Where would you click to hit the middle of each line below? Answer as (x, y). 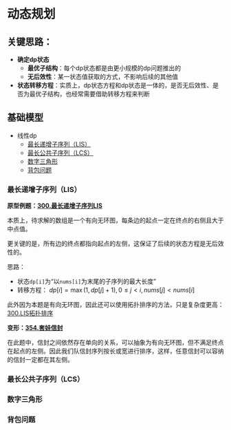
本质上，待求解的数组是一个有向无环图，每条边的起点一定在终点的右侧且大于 (115, 220)
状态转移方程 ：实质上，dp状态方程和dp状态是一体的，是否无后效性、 (115, 85)
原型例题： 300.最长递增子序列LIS (55, 206)
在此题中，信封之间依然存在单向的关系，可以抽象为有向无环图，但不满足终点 (115, 343)
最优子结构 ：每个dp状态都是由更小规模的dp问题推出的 (104, 68)
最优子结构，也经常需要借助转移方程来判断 (89, 94)
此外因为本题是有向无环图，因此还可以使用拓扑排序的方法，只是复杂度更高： (115, 305)
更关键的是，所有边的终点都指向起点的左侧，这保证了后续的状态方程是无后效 (115, 244)
